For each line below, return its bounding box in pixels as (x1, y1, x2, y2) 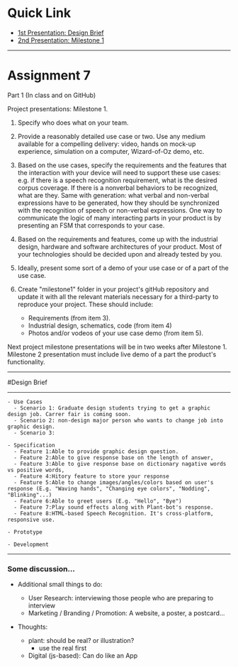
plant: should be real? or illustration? (28, 637, 135, 645)
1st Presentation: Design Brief (17, 28, 104, 37)
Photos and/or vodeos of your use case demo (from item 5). (28, 328, 204, 337)
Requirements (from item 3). (28, 313, 111, 322)
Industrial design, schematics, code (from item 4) (28, 321, 172, 330)
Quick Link (7, 5, 72, 21)
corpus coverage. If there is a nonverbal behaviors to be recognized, (17, 183, 218, 192)
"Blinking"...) (7, 491, 52, 498)
